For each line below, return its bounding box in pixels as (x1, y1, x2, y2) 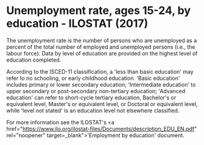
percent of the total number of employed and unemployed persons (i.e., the (6, 43, 195, 51)
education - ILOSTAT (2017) (6, 16, 149, 30)
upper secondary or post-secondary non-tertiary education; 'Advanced (6, 87, 186, 94)
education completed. (6, 56, 62, 63)
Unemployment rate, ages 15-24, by (6, 4, 191, 18)
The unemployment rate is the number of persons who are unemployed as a (6, 37, 197, 44)
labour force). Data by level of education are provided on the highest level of (6, 49, 198, 57)
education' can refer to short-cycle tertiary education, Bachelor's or (6, 94, 177, 101)
